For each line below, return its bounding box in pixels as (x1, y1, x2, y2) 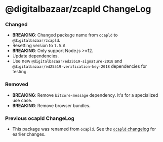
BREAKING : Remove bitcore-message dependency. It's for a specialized (12, 92, 159, 98)
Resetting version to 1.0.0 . (12, 43, 67, 49)
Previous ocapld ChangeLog (5, 114, 75, 121)
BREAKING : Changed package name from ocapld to (12, 32, 118, 38)
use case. (12, 97, 33, 103)
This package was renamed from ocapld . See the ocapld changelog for (12, 126, 157, 132)
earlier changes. (12, 131, 46, 137)
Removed (5, 81, 29, 88)
